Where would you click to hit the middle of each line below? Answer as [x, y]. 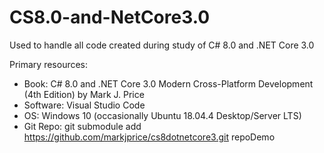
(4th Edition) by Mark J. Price [84, 94]
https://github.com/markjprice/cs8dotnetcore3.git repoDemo [149, 137]
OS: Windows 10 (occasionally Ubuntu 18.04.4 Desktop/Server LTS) [162, 115]
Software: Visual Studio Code [84, 105]
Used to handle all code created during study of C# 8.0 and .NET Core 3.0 [162, 45]
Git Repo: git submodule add [82, 126]
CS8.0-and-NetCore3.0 [110, 17]
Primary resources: [49, 64]
